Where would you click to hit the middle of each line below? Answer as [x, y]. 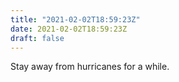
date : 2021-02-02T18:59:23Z [69, 29]
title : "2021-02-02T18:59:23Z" [75, 19]
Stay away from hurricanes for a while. [90, 67]
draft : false [37, 38]
